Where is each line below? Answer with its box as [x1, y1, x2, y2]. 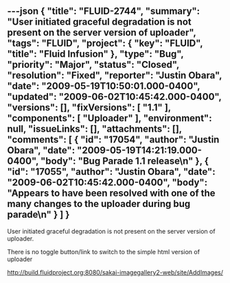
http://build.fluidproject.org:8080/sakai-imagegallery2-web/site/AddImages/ [7, 268, 223, 276]
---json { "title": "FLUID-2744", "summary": [7, 5, 200, 17]
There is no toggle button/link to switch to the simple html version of [7, 247, 200, 256]
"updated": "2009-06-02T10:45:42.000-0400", [7, 91, 222, 103]
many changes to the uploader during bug [7, 198, 191, 210]
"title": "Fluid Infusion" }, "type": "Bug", [7, 48, 184, 60]
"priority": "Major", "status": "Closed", [7, 59, 180, 71]
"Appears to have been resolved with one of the [7, 188, 216, 199]
